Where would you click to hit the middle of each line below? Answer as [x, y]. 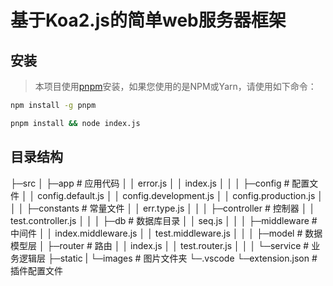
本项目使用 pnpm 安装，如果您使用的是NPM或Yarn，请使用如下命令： [175, 86]
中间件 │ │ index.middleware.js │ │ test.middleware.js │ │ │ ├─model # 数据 [166, 233]
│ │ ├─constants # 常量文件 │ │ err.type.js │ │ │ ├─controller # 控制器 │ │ [163, 208]
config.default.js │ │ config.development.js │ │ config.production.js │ [180, 195]
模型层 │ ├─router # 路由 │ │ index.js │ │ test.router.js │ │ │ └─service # [160, 245]
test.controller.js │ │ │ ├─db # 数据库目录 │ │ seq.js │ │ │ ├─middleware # [164, 220]
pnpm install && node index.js [75, 123]
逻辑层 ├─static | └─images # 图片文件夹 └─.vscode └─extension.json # [168, 258]
